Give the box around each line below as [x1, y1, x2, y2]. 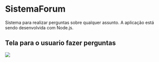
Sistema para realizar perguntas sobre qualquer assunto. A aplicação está [5, 20, 154, 25]
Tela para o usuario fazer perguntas [5, 39, 116, 47]
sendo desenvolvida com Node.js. [5, 24, 74, 30]
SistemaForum [5, 3, 66, 15]
